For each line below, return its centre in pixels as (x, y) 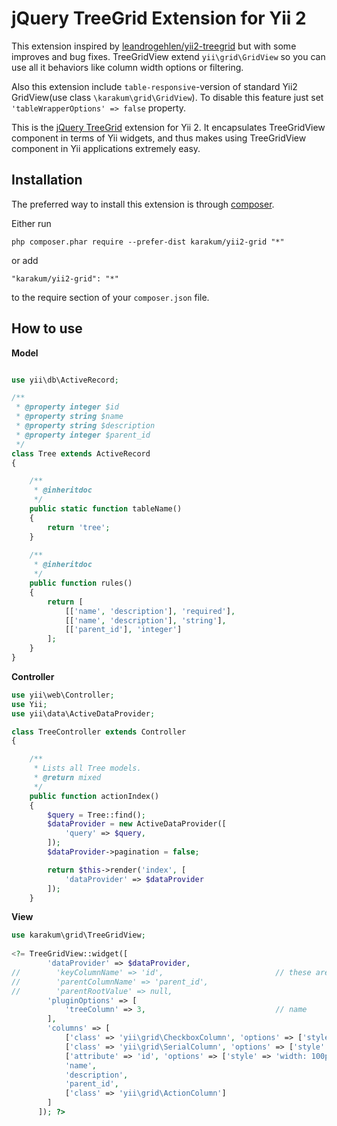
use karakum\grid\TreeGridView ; (78, 935)
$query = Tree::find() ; (96, 815)
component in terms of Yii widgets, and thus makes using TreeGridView (159, 138)
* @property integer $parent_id (83, 435)
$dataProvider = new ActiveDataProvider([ (137, 824)
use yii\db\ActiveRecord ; (65, 380)
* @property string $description (85, 426)
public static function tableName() (106, 509)
